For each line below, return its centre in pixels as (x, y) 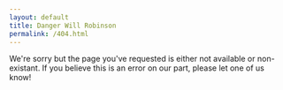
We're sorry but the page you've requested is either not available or (132, 59)
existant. (25, 68)
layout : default (39, 17)
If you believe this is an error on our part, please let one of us (153, 68)
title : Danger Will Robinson (63, 26)
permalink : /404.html (49, 34)
